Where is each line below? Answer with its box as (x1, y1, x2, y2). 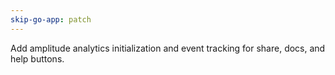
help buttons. (10, 52, 65, 65)
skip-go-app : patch (10, 14, 92, 25)
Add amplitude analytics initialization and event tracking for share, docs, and (10, 42, 326, 54)
